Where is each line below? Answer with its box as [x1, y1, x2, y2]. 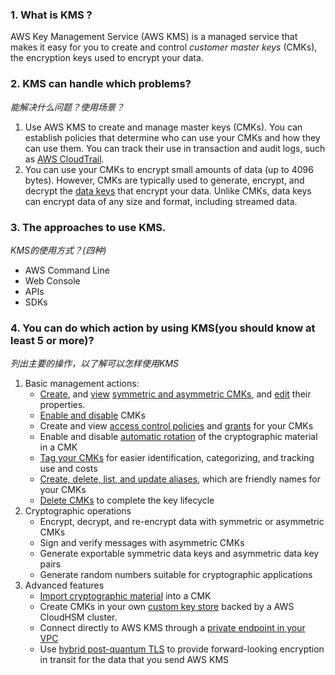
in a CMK [39, 441, 78, 453]
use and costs [39, 463, 98, 475]
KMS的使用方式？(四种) [10, 244, 107, 256]
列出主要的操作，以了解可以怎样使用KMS [10, 358, 180, 370]
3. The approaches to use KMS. [10, 220, 167, 234]
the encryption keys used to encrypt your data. [10, 52, 204, 64]
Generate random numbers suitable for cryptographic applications [39, 569, 313, 581]
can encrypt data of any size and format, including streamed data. [24, 195, 298, 207]
